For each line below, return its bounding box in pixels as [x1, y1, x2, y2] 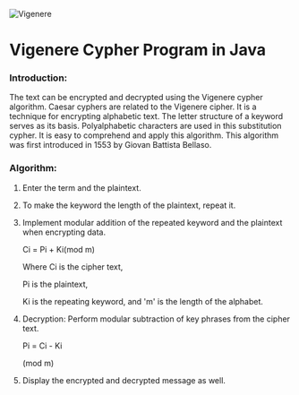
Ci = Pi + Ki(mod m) [21, 244, 96, 254]
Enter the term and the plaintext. [21, 182, 141, 193]
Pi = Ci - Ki [21, 340, 63, 351]
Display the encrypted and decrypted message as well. [21, 374, 226, 385]
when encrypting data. [21, 227, 107, 237]
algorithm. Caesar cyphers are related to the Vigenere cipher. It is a [9, 101, 257, 112]
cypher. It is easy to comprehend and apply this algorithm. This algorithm [9, 130, 279, 141]
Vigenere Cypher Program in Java [9, 40, 267, 60]
